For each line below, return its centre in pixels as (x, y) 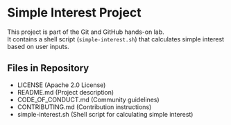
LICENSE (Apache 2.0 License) (61, 85)
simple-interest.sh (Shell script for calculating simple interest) (105, 114)
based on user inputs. (38, 46)
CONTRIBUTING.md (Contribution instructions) (84, 107)
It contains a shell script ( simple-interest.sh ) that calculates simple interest (115, 39)
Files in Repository (48, 68)
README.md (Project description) (66, 92)
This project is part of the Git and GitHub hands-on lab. (86, 32)
